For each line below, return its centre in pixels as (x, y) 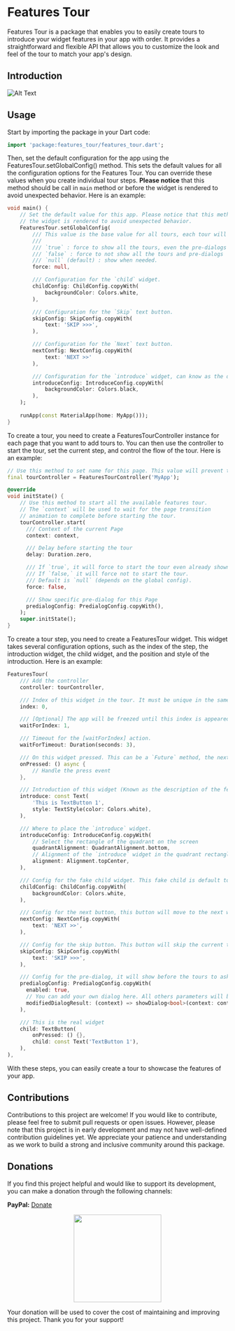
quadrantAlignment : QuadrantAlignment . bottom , (101, 848)
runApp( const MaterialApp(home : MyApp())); (84, 415)
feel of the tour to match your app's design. (70, 54)
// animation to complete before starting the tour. (98, 516)
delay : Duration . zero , (59, 555)
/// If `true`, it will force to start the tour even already (118, 568)
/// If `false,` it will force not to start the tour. (107, 574)
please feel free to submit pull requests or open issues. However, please (111, 1122)
